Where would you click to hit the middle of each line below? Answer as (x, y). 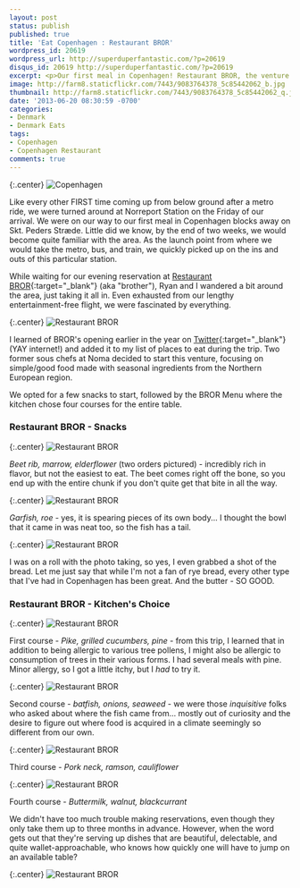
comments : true (37, 159)
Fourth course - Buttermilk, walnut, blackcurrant (98, 802)
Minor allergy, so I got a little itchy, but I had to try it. (105, 669)
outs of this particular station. (63, 258)
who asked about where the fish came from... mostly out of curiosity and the (150, 714)
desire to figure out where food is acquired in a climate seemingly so (135, 723)
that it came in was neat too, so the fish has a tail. (100, 527)
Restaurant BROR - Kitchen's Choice (90, 604)
